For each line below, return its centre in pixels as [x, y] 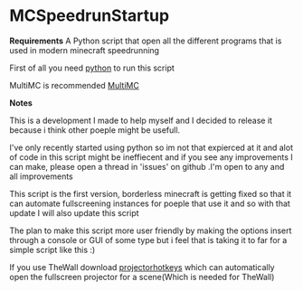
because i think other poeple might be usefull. [95, 130]
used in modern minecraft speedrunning [85, 50]
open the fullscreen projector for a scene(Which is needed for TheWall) [142, 277]
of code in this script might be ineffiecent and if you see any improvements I [151, 157]
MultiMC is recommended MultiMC [75, 85]
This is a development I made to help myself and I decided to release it [141, 120]
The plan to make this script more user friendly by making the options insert [151, 230]
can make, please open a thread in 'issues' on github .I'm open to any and [147, 166]
